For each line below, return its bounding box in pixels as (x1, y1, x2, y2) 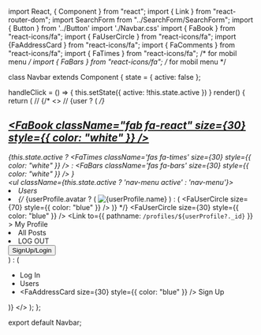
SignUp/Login (12, 246, 53, 254)
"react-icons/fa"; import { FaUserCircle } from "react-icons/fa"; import (8, 32, 237, 41)
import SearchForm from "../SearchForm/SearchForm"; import (52, 15, 254, 24)
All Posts (18, 228, 47, 237)
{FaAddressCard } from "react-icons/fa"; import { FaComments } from (8, 40, 235, 50)
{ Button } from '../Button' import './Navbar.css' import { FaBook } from (8, 24, 236, 32)
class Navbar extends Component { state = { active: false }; (8, 73, 201, 81)
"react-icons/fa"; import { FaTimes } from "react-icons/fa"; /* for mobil (8, 49, 237, 58)
